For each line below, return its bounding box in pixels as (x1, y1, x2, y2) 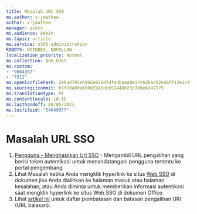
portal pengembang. (14, 164, 64, 171)
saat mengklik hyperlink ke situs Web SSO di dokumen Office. (14, 189, 164, 196)
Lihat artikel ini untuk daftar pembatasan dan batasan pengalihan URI (14, 195, 182, 203)
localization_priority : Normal (6, 52, 83, 58)
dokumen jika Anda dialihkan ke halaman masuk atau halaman (14, 177, 165, 184)
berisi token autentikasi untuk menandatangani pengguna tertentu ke (14, 158, 181, 165)
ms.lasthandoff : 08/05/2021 (6, 101, 75, 108)
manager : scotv (6, 25, 43, 31)
